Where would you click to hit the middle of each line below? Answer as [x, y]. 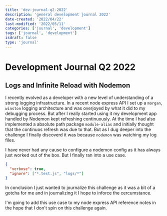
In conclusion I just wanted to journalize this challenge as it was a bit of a [80, 187]
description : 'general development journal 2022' [58, 14]
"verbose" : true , [28, 169]
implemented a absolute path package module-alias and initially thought [79, 124]
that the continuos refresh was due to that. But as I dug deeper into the [78, 129]
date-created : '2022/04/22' [34, 19]
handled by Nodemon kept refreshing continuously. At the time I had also [80, 118]
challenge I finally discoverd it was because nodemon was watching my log [81, 134]
